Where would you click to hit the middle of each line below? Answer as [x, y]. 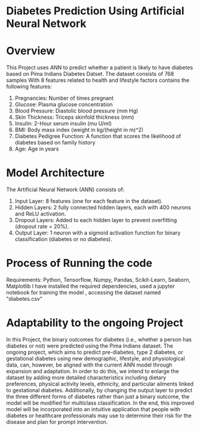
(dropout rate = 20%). [42, 227]
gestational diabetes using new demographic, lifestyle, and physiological [96, 358]
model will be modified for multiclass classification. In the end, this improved [100, 403]
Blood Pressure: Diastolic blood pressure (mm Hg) [76, 111]
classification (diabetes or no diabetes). [63, 239]
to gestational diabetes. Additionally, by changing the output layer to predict [99, 390]
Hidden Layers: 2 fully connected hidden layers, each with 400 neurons [103, 208]
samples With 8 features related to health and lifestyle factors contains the [98, 80]
